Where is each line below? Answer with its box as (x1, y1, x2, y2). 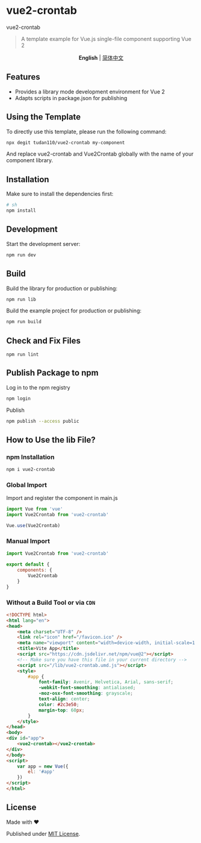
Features (6, 72, 40, 82)
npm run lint (6, 352, 39, 358)
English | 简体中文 (78, 54, 124, 61)
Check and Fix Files (6, 335, 81, 346)
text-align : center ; (38, 696, 90, 702)
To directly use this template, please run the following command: (6, 128, 167, 135)
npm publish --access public (6, 418, 79, 424)
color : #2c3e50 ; (38, 701, 79, 707)
